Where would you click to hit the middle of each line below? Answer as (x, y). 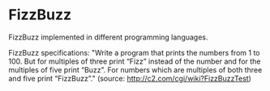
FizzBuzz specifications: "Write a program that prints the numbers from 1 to (134, 52)
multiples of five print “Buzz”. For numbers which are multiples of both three (135, 69)
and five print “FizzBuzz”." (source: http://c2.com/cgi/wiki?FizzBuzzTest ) (130, 78)
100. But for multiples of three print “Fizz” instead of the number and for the (135, 61)
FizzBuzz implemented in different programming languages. (108, 37)
